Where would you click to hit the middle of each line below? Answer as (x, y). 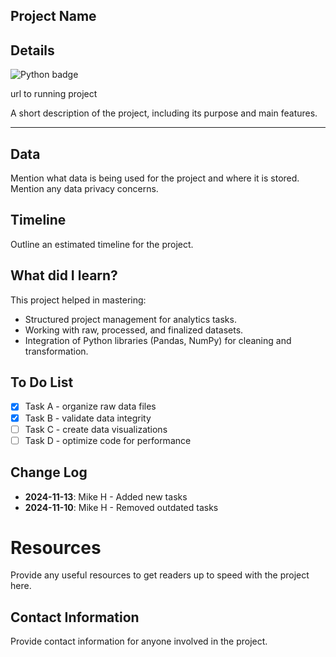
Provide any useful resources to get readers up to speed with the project (160, 575)
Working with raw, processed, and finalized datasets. (134, 330)
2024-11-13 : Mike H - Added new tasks (106, 496)
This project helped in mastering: (78, 300)
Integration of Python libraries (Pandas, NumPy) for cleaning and (158, 340)
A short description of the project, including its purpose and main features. (164, 113)
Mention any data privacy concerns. (84, 189)
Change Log (49, 472)
